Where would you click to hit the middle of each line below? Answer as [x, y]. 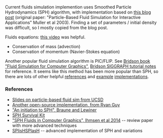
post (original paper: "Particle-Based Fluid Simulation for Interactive [73, 17]
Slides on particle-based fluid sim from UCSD [58, 100]
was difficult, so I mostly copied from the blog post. [57, 28]
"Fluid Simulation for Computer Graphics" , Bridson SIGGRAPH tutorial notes [81, 66]
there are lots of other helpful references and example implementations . [77, 77]
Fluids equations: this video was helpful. [45, 37]
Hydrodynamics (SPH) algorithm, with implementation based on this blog [78, 12]
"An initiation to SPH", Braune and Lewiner [54, 110]
